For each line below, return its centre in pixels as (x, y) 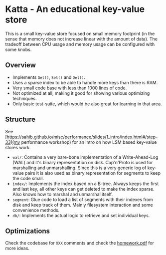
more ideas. (17, 249)
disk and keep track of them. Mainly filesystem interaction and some (83, 205)
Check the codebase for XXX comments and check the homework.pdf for (80, 243)
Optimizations (27, 231)
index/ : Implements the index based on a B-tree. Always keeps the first (85, 184)
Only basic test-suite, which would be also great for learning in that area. (87, 104)
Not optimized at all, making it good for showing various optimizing (81, 93)
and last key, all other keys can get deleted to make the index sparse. (83, 189)
